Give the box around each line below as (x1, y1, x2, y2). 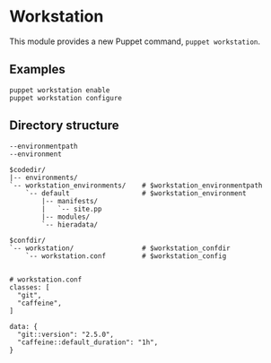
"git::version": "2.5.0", (17, 330, 115, 339)
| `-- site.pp (41, 204, 102, 213)
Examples (9, 62, 66, 77)
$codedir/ (9, 165, 47, 174)
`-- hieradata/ (41, 220, 99, 229)
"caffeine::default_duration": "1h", (17, 338, 159, 347)
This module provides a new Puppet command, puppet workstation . (9, 36, 261, 47)
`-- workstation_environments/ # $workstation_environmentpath (9, 181, 263, 190)
